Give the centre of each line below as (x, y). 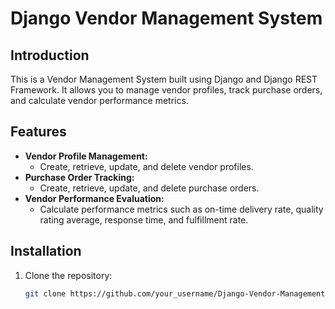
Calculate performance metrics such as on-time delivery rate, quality (181, 209)
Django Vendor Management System (166, 18)
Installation (46, 251)
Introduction (50, 55)
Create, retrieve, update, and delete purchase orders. (149, 188)
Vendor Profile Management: (86, 156)
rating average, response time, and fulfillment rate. (144, 219)
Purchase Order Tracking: (79, 177)
